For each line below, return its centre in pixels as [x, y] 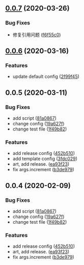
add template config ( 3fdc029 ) [45, 159]
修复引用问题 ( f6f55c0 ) [37, 35]
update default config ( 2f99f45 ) [46, 76]
